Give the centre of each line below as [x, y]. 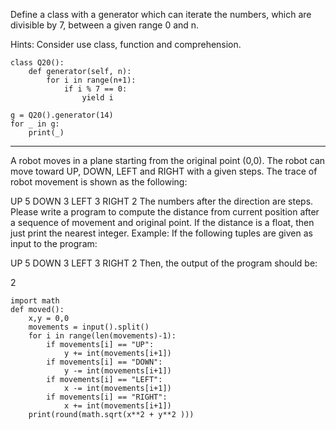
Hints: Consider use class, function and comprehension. [126, 44]
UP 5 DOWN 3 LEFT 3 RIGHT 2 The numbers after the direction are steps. [162, 201]
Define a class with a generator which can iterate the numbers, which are [161, 14]
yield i [97, 98]
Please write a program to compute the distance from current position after [165, 212]
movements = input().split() [89, 327]
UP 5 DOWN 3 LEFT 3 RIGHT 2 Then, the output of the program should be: [164, 263]
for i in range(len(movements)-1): [102, 336]
